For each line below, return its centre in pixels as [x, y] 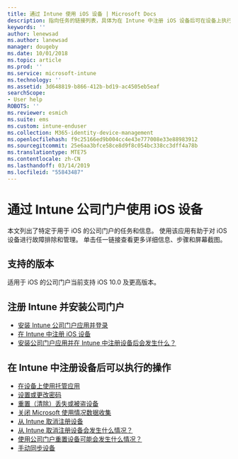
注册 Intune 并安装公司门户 [66, 307]
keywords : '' [27, 27]
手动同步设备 [36, 448]
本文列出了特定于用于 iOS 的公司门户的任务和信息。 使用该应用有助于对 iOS [117, 231]
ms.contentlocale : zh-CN [44, 159]
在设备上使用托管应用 [49, 386]
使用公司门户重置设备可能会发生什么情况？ [80, 439]
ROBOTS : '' [23, 106]
